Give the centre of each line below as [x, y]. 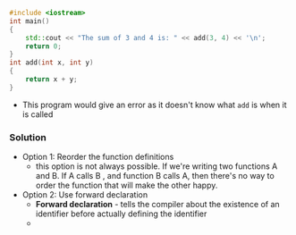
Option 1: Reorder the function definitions [98, 157]
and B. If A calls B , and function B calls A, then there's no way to [155, 176]
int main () [30, 21]
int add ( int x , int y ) [51, 63]
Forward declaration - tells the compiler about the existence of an [157, 205]
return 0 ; [44, 46]
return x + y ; [51, 80]
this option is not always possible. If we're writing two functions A [156, 166]
